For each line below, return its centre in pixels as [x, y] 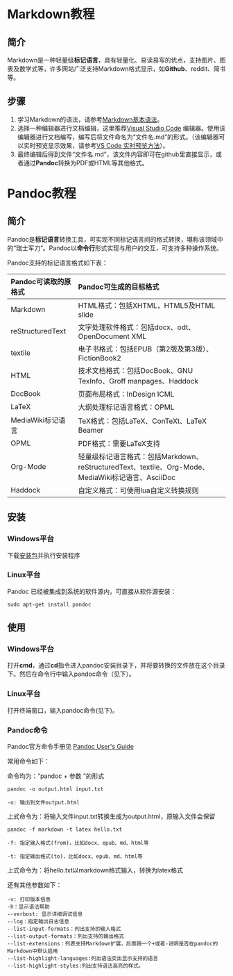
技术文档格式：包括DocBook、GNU [136, 370]
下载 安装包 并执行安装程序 [44, 555]
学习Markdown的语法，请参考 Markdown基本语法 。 [90, 119]
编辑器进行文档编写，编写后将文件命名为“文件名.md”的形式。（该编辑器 [118, 137]
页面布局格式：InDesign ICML [126, 394]
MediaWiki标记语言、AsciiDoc [127, 477]
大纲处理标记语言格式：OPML [126, 407]
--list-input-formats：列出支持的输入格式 [64, 929]
